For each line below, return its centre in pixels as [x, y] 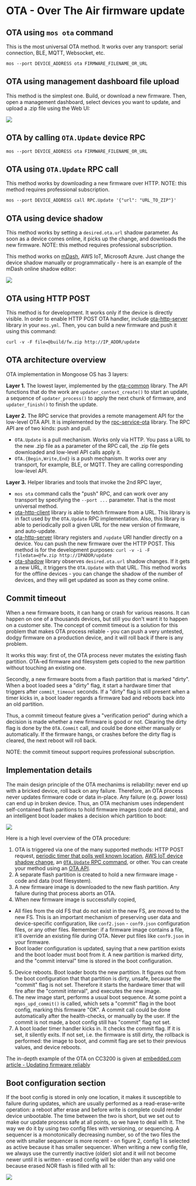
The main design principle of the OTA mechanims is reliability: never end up [97, 784]
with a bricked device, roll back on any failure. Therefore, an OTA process [95, 790]
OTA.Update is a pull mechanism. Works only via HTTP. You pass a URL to [102, 440]
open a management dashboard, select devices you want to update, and [93, 102]
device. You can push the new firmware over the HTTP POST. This [95, 543]
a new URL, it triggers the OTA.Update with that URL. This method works [100, 567]
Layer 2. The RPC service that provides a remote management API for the [95, 416]
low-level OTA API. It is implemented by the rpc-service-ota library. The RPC [98, 422]
